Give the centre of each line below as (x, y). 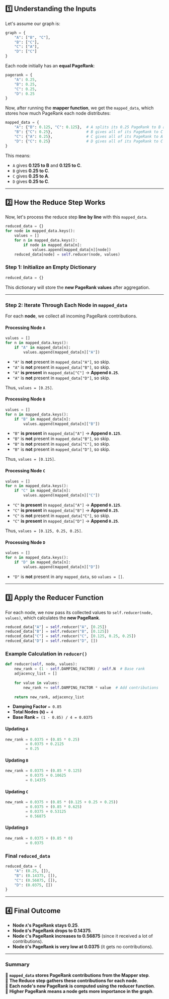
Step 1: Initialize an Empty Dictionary (51, 267)
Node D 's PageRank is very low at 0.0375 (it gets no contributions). (83, 947)
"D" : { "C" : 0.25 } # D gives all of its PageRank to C (89, 141)
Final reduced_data (28, 856)
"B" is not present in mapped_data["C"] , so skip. (61, 444)
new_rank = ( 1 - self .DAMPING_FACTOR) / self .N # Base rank (79, 669)
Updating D (17, 827)
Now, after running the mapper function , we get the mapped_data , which (79, 108)
